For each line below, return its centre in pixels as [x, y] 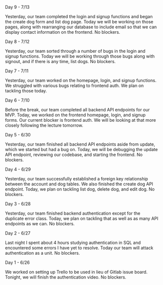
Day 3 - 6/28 [18, 204]
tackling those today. [26, 91]
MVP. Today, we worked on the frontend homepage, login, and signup [75, 115]
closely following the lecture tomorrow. [44, 125]
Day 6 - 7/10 [18, 100]
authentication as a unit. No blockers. [42, 253]
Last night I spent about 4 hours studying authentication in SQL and [73, 242]
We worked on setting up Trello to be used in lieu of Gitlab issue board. [76, 272]
